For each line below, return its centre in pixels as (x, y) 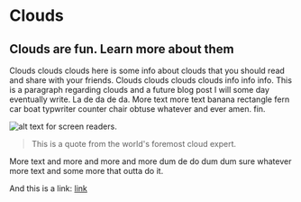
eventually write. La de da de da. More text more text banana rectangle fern (150, 99)
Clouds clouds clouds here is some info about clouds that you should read (147, 70)
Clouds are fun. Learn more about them (122, 49)
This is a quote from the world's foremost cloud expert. (134, 144)
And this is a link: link (48, 188)
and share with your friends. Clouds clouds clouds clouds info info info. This (151, 80)
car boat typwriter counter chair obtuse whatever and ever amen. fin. (137, 109)
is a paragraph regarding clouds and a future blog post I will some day (140, 90)
